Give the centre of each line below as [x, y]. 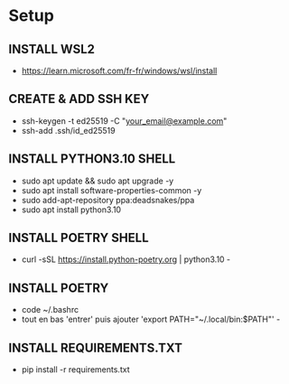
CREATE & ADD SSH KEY [79, 99]
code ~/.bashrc [50, 310]
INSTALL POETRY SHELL [79, 238]
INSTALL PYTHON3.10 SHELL [92, 159]
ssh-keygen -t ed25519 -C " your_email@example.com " [124, 121]
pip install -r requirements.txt [75, 370]
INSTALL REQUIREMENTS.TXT [95, 347]
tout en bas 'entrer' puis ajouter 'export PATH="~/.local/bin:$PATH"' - [151, 319]
